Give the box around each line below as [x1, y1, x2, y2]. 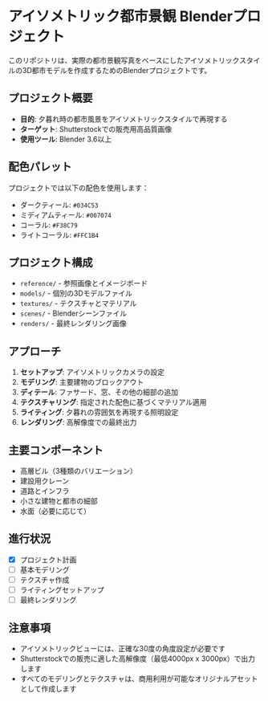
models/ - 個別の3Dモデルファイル [19, 288, 132, 298]
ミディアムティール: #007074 [19, 210, 112, 219]
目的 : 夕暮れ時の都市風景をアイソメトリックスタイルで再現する [19, 114, 228, 124]
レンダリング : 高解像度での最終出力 [19, 418, 137, 427]
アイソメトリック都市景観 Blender [8, 7, 233, 26]
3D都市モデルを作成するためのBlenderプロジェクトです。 [22, 65, 212, 75]
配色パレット [8, 160, 72, 173]
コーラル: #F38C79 [19, 220, 78, 230]
